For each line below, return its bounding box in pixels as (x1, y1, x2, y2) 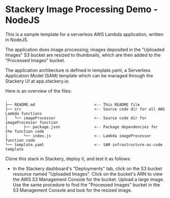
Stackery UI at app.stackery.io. (5, 78, 70, 84)
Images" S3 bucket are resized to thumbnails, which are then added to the (5, 52, 161, 58)
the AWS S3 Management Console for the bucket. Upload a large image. (12, 176, 164, 182)
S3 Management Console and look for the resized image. (12, 187, 132, 193)
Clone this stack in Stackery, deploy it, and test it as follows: (5, 155, 131, 161)
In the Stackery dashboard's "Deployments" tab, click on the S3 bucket (12, 165, 162, 172)
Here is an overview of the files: (5, 88, 72, 94)
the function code (5, 129, 44, 134)
